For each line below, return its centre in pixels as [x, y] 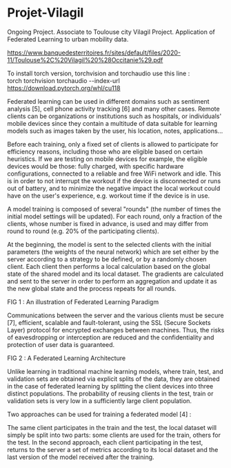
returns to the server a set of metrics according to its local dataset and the [113, 449]
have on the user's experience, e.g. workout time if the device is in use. [109, 196]
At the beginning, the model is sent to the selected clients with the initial [109, 244]
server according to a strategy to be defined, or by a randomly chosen [107, 259]
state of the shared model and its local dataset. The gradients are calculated [115, 274]
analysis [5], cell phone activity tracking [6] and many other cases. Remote [113, 109]
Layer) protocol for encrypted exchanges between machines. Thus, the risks [116, 330]
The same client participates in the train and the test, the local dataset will [112, 427]
